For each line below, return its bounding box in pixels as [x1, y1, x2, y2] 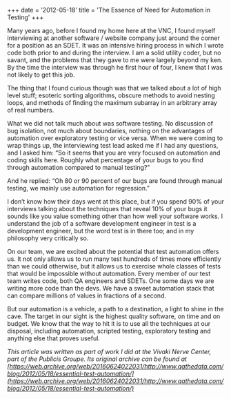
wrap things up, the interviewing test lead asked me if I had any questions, [7, 142, 219, 149]
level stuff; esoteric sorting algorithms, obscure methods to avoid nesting [7, 91, 215, 99]
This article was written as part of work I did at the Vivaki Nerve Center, [7, 348, 212, 356]
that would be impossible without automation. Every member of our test [7, 269, 211, 278]
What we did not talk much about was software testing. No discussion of [7, 119, 214, 127]
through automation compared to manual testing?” [7, 164, 150, 171]
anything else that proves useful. [7, 334, 100, 342]
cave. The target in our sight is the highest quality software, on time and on [7, 312, 221, 320]
